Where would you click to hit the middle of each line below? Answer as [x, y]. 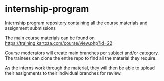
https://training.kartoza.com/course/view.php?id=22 [59, 43]
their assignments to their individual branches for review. [63, 73]
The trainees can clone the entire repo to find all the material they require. [81, 58]
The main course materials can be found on [50, 38]
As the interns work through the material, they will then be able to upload [80, 68]
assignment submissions [31, 28]
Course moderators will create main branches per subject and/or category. [82, 53]
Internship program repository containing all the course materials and [76, 23]
